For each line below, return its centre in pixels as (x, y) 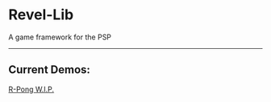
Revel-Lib (41, 15)
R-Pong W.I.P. (31, 89)
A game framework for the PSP (60, 37)
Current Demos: (50, 70)
